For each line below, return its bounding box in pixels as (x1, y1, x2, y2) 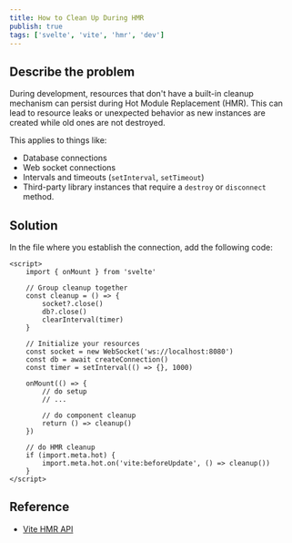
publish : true (9, 22, 64, 31)
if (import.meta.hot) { (25, 451, 116, 460)
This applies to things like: (9, 135, 107, 146)
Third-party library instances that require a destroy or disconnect (22, 181, 267, 192)
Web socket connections (22, 162, 116, 173)
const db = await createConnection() (25, 355, 169, 364)
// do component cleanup (42, 411, 136, 420)
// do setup (42, 387, 88, 396)
